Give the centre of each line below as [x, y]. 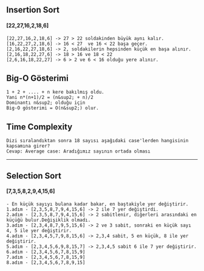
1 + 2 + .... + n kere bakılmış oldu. [55, 92]
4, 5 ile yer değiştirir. [39, 230]
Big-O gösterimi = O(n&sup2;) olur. [53, 108]
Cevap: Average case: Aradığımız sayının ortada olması [78, 151]
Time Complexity [39, 127]
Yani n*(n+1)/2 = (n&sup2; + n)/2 [50, 98]
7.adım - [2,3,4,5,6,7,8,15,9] [46, 257]
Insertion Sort [33, 10]
